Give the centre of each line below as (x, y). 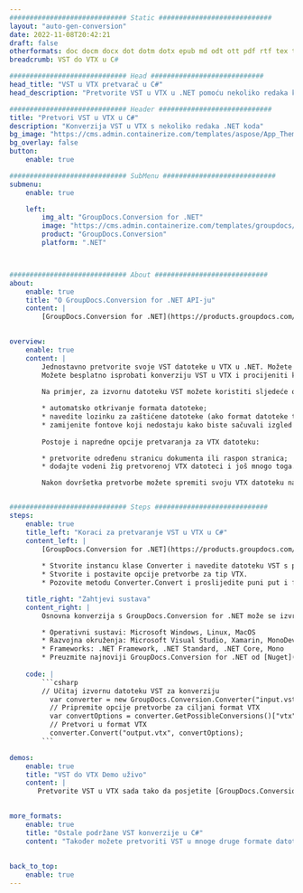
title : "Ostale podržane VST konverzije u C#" (115, 832)
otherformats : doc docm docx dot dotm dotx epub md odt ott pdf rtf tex (149, 52)
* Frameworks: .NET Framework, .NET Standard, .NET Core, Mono (163, 649)
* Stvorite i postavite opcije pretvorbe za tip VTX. (145, 575)
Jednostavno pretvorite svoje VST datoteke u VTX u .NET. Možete (167, 367)
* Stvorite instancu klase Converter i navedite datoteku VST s (165, 566)
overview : (28, 342)
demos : (22, 757)
